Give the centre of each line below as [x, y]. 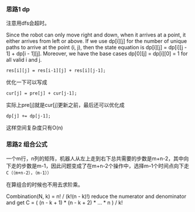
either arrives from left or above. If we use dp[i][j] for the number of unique [97, 41]
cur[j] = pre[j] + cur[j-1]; [42, 93]
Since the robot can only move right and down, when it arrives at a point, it [96, 35]
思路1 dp [18, 9]
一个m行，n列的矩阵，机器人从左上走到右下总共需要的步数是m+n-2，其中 [95, 158]
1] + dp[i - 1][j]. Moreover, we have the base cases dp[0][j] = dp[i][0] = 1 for [97, 53]
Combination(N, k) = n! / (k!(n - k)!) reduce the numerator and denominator [96, 196]
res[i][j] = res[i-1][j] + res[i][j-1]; [56, 71]
